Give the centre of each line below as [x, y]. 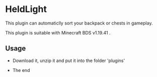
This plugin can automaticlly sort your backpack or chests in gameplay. [79, 23]
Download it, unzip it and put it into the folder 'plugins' [69, 60]
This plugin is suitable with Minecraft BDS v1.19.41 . [58, 32]
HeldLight [26, 9]
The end [21, 70]
